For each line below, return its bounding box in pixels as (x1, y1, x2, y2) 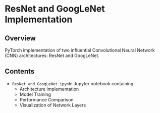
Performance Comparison (19, 96, 74, 102)
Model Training (19, 91, 51, 97)
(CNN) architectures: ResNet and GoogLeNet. (5, 52, 99, 59)
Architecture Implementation (19, 86, 79, 92)
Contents (5, 67, 35, 76)
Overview (5, 34, 36, 42)
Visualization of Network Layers (19, 102, 86, 108)
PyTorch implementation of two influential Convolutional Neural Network (5, 47, 155, 53)
